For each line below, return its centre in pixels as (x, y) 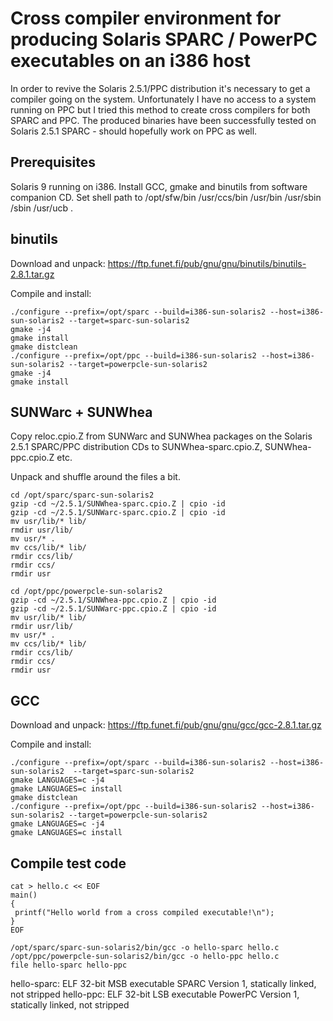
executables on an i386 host (131, 61)
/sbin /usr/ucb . (41, 208)
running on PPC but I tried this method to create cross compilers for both (160, 109)
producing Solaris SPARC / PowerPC (164, 39)
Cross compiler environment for (146, 18)
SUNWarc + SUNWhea (81, 412)
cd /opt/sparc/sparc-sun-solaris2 (82, 495)
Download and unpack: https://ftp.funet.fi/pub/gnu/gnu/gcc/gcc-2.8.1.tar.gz (166, 725)
